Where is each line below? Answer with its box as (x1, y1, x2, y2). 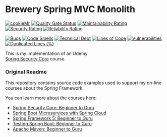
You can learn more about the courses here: (5, 95, 97, 101)
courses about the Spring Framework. (5, 85, 84, 91)
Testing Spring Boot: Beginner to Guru (12, 121, 92, 127)
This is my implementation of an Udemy (5, 50, 88, 56)
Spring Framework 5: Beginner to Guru (12, 115, 93, 121)
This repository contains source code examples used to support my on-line (5, 80, 162, 86)
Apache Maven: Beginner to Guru (12, 126, 82, 132)
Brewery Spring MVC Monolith (5, 4, 135, 15)
